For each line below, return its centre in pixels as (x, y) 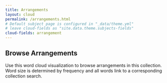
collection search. (24, 76)
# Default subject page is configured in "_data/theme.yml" (70, 24)
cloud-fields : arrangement (33, 33)
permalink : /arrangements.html (38, 19)
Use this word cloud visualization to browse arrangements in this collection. (83, 65)
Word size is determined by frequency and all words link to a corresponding (84, 70)
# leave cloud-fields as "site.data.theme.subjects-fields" (70, 28)
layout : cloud (20, 14)
